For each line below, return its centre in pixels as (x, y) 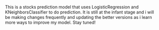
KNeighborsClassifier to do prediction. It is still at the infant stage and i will (79, 12)
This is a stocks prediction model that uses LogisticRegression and (72, 7)
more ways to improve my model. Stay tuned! (50, 22)
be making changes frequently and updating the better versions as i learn (79, 17)
